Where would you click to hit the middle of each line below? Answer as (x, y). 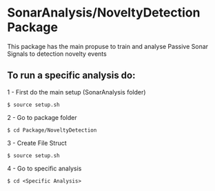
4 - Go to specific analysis (44, 168)
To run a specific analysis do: (71, 76)
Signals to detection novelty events (57, 54)
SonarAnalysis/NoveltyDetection (104, 13)
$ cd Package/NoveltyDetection (52, 130)
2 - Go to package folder (42, 117)
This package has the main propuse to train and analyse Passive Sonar (108, 46)
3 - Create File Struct (37, 143)
